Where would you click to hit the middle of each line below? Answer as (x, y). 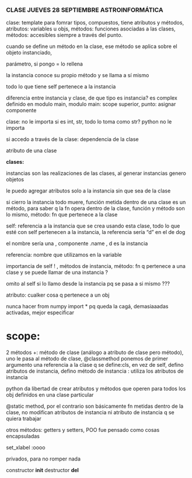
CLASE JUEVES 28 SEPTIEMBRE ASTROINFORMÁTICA (85, 10)
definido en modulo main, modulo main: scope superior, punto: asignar (91, 104)
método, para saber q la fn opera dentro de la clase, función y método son (95, 208)
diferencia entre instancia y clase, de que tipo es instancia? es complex (92, 98)
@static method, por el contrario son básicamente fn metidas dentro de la (95, 406)
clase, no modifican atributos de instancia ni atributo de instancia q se (90, 412)
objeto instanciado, (29, 53)
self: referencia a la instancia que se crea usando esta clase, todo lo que (93, 226)
